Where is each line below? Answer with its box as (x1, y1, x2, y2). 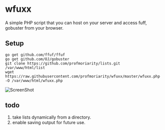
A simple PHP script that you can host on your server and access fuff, (5, 20, 147, 26)
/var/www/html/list (5, 65, 45, 70)
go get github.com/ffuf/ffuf (5, 52, 65, 57)
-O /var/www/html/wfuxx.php (5, 78, 63, 83)
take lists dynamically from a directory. (12, 114, 91, 120)
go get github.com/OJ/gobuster (5, 57, 70, 62)
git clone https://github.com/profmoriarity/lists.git (5, 61, 121, 66)
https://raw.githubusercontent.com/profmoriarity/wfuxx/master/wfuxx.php (5, 74, 161, 79)
